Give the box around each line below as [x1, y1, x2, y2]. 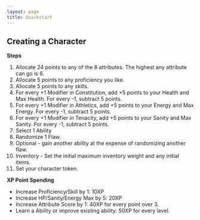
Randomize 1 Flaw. [15, 134, 61, 141]
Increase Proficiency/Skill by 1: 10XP [15, 188, 104, 196]
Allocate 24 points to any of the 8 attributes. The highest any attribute [15, 64, 187, 71]
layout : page [7, 8, 39, 15]
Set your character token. [15, 165, 78, 172]
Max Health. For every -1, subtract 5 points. [15, 95, 122, 103]
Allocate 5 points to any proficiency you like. [15, 76, 125, 83]
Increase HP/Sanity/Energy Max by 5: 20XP [15, 194, 122, 202]
